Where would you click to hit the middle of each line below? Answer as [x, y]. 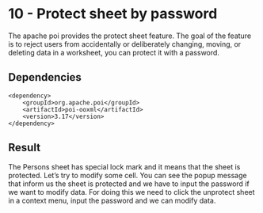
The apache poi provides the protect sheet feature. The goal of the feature [130, 36]
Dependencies [45, 77]
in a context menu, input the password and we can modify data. [112, 200]
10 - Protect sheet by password [113, 14]
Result [25, 148]
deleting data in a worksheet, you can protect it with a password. [114, 52]
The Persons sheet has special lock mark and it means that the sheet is [124, 166]
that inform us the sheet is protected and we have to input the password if [129, 184]
